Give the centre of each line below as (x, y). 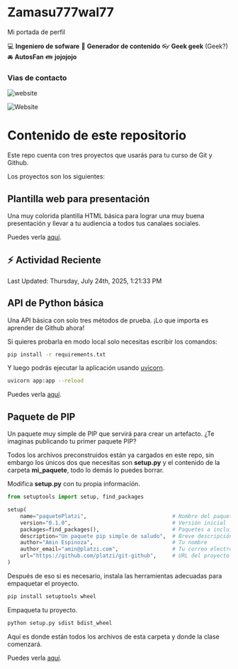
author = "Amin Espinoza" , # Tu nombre (114, 543)
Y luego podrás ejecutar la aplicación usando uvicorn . (86, 368)
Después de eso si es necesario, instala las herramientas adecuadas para (115, 575)
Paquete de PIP (41, 416)
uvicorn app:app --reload (45, 381)
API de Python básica (56, 303)
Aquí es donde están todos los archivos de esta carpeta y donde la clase (113, 636)
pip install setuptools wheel (52, 596)
